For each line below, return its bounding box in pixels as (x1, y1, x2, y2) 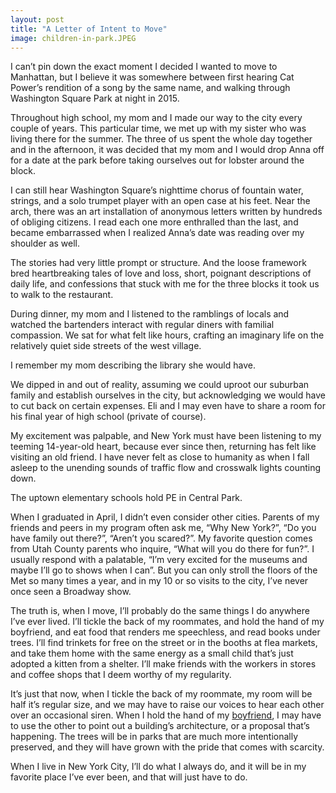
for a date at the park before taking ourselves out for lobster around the (10, 154, 305, 166)
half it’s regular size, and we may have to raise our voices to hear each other (10, 699, 325, 711)
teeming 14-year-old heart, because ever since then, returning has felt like (10, 441, 317, 453)
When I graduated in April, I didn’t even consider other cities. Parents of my (10, 511, 320, 523)
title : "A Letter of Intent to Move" (10, 24, 168, 34)
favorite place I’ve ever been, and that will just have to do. (10, 771, 248, 783)
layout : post (10, 14, 65, 25)
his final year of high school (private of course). (10, 411, 207, 423)
